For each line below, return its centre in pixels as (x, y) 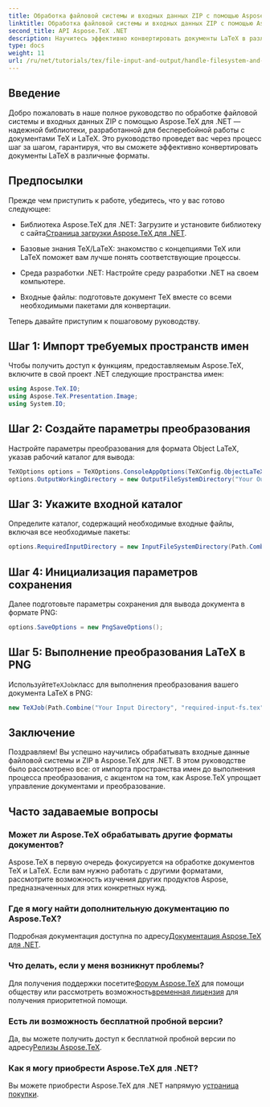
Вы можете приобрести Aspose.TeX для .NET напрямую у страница (124, 1086)
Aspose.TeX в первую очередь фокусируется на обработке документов (131, 862)
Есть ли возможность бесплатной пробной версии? (116, 1021)
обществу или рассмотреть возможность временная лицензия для (123, 992)
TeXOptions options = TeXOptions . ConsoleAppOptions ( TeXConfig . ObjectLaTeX (136, 472)
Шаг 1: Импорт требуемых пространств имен (129, 346)
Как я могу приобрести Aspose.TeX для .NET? (103, 1068)
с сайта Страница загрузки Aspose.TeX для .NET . (103, 233)
